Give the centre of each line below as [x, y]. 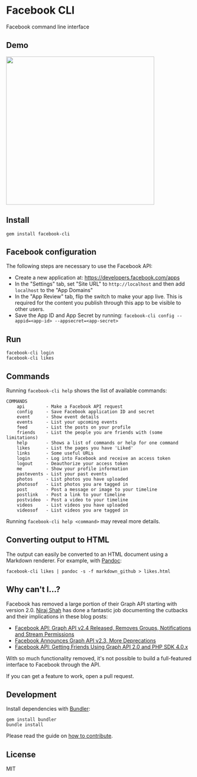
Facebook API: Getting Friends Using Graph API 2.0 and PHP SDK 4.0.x [101, 647]
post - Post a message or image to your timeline [87, 490]
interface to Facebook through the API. [54, 664]
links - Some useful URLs [55, 453]
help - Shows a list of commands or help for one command [98, 443]
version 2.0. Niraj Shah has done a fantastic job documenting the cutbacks [97, 610]
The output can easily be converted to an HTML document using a [87, 554]
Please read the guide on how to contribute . [60, 736]
